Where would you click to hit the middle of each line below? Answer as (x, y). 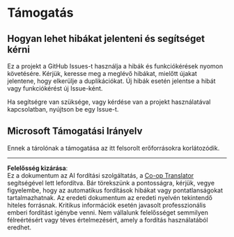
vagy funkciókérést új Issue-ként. (55, 88)
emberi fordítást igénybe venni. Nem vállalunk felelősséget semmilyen (108, 212)
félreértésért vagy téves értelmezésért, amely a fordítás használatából (108, 220)
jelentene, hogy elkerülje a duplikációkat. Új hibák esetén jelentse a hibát (111, 81)
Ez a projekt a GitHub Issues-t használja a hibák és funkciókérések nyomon (115, 66)
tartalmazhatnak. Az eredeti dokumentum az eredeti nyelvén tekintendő (110, 197)
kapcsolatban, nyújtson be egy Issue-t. (63, 109)
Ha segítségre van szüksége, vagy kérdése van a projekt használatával (109, 102)
